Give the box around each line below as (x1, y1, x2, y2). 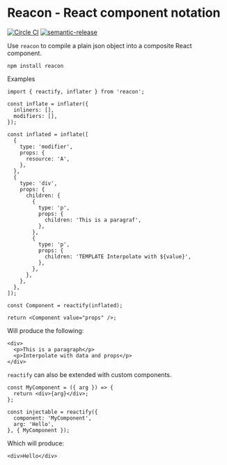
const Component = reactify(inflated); (7, 302, 123, 309)
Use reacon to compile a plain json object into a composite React (7, 41, 193, 50)
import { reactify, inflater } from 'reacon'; (7, 88, 145, 95)
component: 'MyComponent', (13, 414, 92, 422)
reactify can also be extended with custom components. (7, 370, 172, 378)
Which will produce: (7, 438, 65, 448)
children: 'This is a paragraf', (44, 216, 141, 223)
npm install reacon (7, 62, 64, 69)
